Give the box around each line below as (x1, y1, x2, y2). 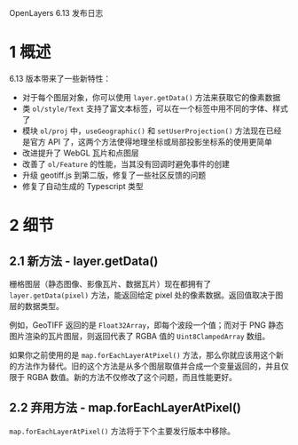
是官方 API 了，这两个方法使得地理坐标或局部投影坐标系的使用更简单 (21, 136, 273, 147)
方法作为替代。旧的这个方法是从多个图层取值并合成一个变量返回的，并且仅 (16, 361, 289, 371)
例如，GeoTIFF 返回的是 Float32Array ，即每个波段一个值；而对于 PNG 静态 (9, 319, 284, 330)
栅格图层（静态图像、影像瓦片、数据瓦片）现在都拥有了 (9, 278, 211, 289)
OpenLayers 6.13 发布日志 (9, 8, 104, 18)
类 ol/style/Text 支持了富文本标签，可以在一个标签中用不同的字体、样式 (21, 103, 288, 114)
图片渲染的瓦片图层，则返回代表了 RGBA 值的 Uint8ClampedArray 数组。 (9, 330, 271, 341)
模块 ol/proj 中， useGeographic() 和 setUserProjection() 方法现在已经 (21, 125, 282, 136)
